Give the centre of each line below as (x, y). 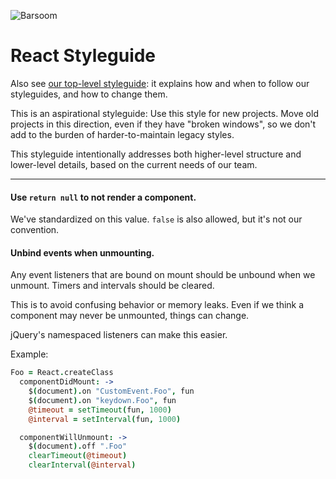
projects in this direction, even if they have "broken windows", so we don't (163, 124)
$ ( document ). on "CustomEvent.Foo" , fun (111, 391)
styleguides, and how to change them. (89, 94)
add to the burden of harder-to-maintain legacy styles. (122, 134)
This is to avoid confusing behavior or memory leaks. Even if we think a (157, 305)
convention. (35, 230)
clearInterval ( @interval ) (82, 465)
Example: (29, 354)
